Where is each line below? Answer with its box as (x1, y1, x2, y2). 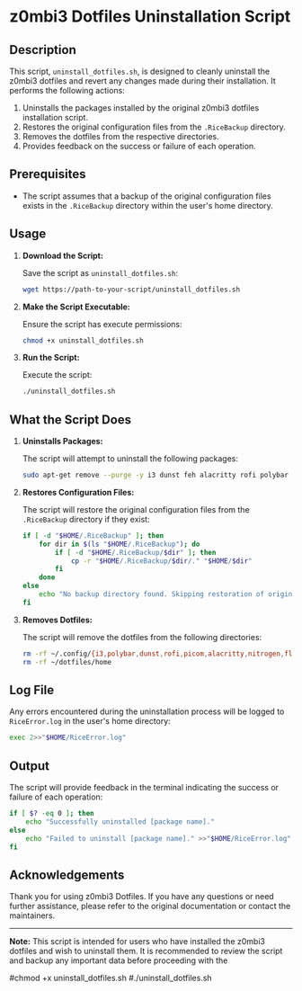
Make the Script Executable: (22, 301, 130, 312)
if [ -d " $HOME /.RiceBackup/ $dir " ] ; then (55, 548, 217, 557)
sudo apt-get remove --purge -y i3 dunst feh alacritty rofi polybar (22, 470, 289, 480)
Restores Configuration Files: (22, 487, 135, 497)
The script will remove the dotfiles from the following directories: (22, 631, 262, 642)
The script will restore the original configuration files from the (22, 504, 250, 514)
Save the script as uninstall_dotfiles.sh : (22, 267, 178, 278)
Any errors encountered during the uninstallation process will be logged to (9, 706, 285, 717)
